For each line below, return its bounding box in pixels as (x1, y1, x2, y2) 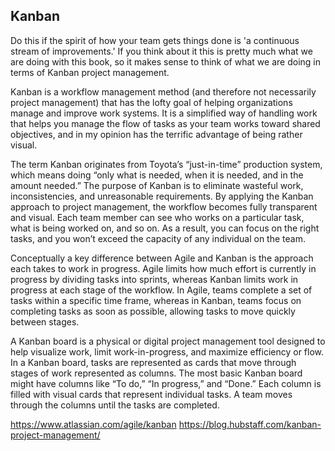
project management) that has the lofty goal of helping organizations (10, 96, 293, 108)
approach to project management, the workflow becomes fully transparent (10, 200, 318, 213)
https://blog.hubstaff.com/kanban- (178, 418, 322, 430)
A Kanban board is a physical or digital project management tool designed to (10, 335, 326, 347)
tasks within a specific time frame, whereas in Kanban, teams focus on (10, 294, 302, 306)
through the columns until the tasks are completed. (10, 399, 220, 411)
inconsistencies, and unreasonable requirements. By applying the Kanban (10, 190, 314, 202)
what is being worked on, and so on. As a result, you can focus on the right (10, 222, 320, 234)
